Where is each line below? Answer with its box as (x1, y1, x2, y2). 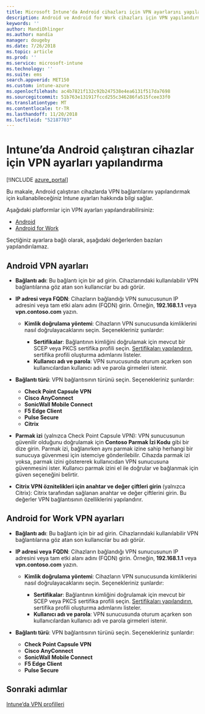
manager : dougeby (6, 37, 51, 43)
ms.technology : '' (6, 65, 53, 72)
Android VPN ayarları (6, 261, 88, 271)
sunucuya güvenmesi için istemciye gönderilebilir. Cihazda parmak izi (15, 452, 190, 458)
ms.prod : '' (6, 54, 37, 60)
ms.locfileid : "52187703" (6, 117, 72, 123)
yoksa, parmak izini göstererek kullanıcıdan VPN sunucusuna (15, 458, 169, 465)
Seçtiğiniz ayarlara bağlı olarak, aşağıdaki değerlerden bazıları (6, 236, 163, 244)
